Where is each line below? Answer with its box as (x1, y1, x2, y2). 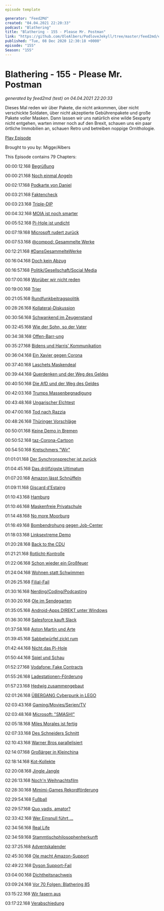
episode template (5, 7, 41, 12)
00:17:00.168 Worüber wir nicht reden (5, 277, 81, 282)
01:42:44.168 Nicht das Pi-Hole (5, 645, 67, 651)
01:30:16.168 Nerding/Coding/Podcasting (5, 588, 87, 594)
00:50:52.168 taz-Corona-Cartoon (5, 437, 74, 443)
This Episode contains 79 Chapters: (5, 154, 77, 159)
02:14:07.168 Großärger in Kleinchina (5, 749, 79, 755)
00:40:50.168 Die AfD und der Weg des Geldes (5, 380, 99, 386)
